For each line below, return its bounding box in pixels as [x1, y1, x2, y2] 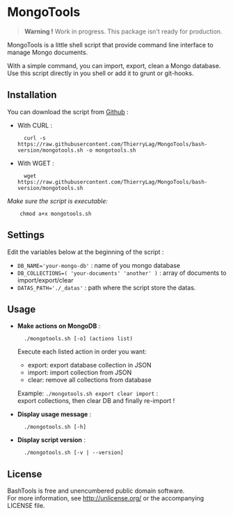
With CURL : [17, 121, 53, 129]
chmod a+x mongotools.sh [19, 210, 92, 217]
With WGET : [17, 159, 54, 167]
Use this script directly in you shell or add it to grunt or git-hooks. [7, 69, 194, 77]
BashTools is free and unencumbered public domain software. [7, 486, 185, 495]
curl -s [24, 134, 47, 141]
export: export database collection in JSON [27, 361, 152, 370]
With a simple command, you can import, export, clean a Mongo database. [7, 61, 221, 70]
